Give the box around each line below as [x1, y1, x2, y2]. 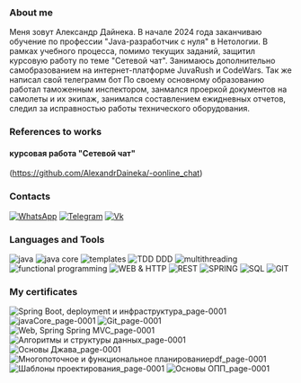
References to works [9, 126, 102, 138]
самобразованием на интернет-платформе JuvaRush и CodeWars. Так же [9, 65, 292, 76]
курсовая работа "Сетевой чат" [9, 147, 137, 158]
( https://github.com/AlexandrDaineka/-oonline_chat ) [9, 168, 203, 179]
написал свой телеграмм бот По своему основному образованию [9, 75, 265, 85]
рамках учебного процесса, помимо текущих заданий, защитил [9, 46, 256, 57]
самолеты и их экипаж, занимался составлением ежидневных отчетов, [9, 94, 286, 104]
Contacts [9, 191, 51, 203]
